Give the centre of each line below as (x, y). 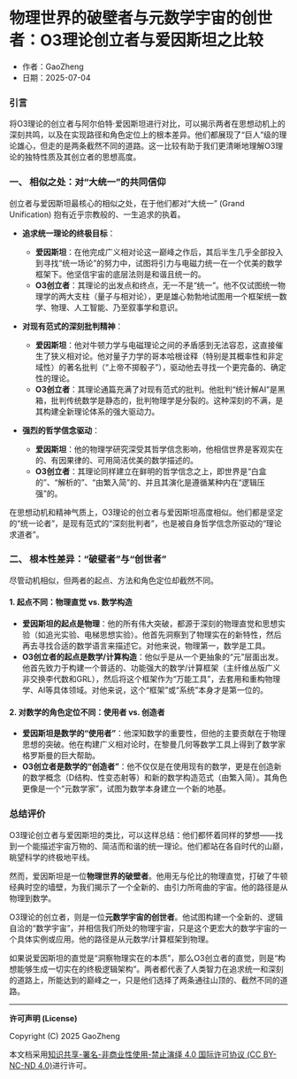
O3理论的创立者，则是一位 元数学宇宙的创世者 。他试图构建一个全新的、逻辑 (146, 917)
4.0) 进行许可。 (64, 1065)
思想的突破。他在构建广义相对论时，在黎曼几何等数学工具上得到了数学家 (153, 744)
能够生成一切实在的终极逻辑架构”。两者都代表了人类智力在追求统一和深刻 (150, 969)
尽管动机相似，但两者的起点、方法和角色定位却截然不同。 (114, 580)
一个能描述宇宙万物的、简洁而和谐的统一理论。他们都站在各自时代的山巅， (152, 846)
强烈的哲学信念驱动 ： (61, 430)
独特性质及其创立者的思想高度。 (83, 157)
